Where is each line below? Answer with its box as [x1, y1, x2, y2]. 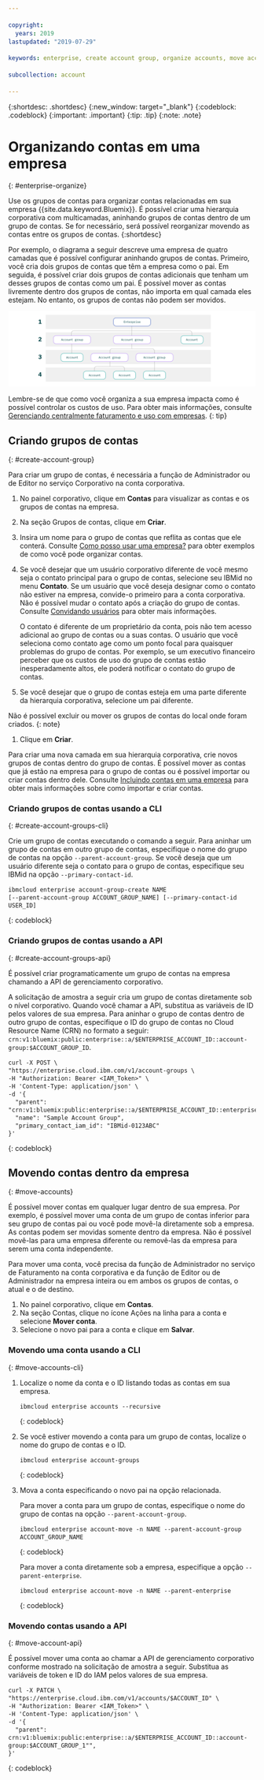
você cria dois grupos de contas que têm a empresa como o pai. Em [8, 261, 229, 271]
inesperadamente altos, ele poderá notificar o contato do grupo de [19, 663, 236, 673]
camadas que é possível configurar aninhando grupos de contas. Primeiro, [8, 253, 250, 263]
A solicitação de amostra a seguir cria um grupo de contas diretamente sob [8, 992, 252, 1001]
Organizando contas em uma [8, 138, 200, 155]
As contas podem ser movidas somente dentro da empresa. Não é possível [8, 1227, 251, 1237]
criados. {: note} [8, 719, 61, 728]
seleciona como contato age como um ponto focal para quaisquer [19, 639, 233, 648]
